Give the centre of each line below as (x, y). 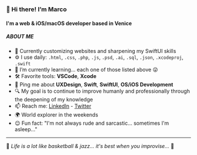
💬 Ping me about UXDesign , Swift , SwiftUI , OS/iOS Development (94, 84)
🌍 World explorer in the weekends (56, 115)
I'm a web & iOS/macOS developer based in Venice (69, 23)
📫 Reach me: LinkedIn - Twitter (53, 106)
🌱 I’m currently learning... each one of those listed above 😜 (86, 70)
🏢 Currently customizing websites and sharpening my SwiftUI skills (95, 51)
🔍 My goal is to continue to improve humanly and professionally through (102, 91)
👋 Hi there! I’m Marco (37, 9)
